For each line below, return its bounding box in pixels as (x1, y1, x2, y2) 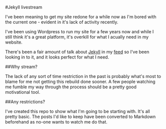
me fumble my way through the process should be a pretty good (5, 84, 137, 90)
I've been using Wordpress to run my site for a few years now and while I (5, 29, 154, 34)
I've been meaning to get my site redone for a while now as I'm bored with (5, 14, 157, 19)
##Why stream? (5, 64, 38, 69)
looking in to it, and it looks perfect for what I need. (5, 54, 110, 60)
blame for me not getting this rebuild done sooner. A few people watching (5, 79, 156, 84)
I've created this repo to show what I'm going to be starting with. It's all (5, 109, 150, 114)
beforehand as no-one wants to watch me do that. (5, 119, 108, 125)
